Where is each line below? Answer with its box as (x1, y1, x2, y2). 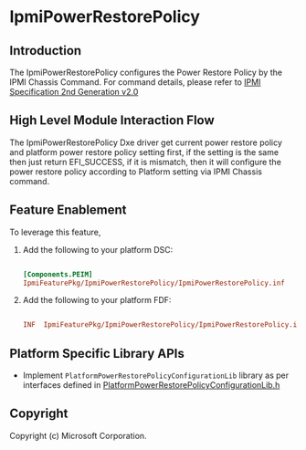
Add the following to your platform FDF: (22, 295, 172, 306)
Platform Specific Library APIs (9, 345, 185, 361)
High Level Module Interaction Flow (9, 112, 215, 129)
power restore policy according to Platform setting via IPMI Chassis (9, 166, 263, 177)
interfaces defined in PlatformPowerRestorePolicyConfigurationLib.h (22, 380, 280, 391)
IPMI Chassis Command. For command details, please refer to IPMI (9, 77, 261, 88)
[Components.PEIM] (22, 269, 93, 279)
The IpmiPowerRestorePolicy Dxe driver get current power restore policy (9, 137, 283, 148)
